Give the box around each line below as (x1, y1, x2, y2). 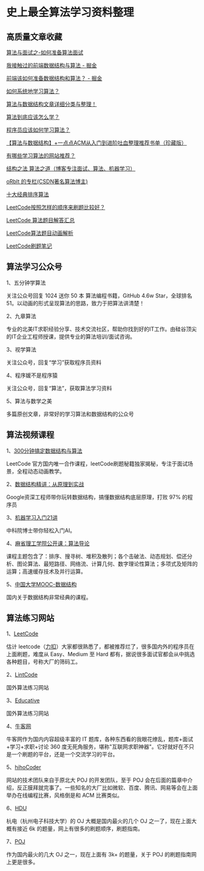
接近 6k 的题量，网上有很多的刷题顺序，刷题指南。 (16, 825, 144, 832)
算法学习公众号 (6, 262, 63, 272)
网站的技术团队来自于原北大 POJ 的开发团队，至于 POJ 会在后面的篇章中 (6, 776, 188, 784)
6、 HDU (6, 805, 27, 812)
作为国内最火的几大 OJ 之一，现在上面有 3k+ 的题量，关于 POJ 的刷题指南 (6, 851, 191, 858)
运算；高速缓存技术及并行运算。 (6, 568, 86, 575)
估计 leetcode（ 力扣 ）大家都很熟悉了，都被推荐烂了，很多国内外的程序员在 (6, 643, 195, 650)
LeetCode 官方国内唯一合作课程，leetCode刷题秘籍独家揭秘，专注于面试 (6, 459, 188, 467)
